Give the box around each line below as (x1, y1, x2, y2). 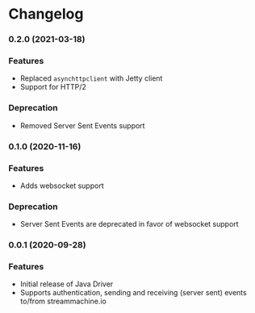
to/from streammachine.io (19, 296, 107, 307)
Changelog (8, 5, 84, 23)
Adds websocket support (19, 181, 104, 190)
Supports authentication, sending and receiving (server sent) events (19, 288, 248, 298)
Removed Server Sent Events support (19, 120, 145, 130)
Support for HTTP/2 (19, 82, 86, 92)
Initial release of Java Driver (19, 279, 114, 289)
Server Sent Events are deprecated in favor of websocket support (19, 219, 240, 229)
